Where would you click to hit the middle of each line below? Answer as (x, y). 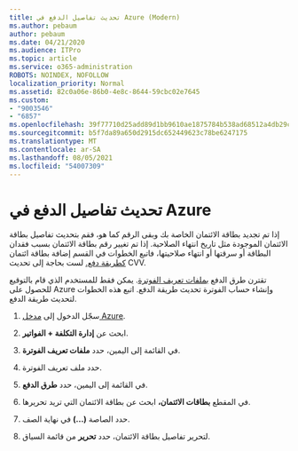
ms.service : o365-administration (71, 67)
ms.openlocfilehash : (47, 125)
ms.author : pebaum (43, 26)
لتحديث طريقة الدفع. (43, 299)
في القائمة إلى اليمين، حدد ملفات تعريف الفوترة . (101, 351)
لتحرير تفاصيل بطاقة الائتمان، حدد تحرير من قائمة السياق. (116, 437)
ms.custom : (29, 100)
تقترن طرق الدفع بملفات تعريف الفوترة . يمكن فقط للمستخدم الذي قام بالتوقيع (138, 280)
